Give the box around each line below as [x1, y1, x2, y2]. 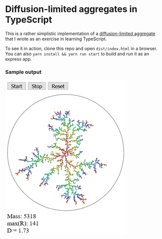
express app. [5, 56, 32, 62]
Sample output [5, 68, 42, 75]
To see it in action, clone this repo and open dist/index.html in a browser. [5, 45, 158, 51]
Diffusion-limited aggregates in [5, 3, 138, 15]
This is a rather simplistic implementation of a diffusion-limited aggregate [5, 30, 156, 36]
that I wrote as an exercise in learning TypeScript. [5, 36, 107, 42]
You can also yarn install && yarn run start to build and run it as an [5, 51, 150, 57]
